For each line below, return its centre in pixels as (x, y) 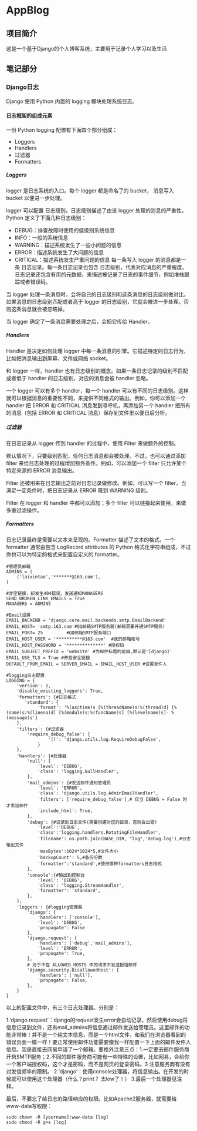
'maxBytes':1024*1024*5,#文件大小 (78, 851)
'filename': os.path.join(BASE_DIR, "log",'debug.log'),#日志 (114, 839)
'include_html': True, (65, 811)
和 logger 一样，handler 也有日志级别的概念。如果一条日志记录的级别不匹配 (97, 371)
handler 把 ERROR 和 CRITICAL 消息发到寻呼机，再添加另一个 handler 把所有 (98, 405)
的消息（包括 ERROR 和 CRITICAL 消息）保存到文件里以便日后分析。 (88, 413)
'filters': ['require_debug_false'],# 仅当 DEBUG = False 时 (112, 799)
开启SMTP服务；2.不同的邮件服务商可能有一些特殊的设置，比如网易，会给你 (98, 1056)
